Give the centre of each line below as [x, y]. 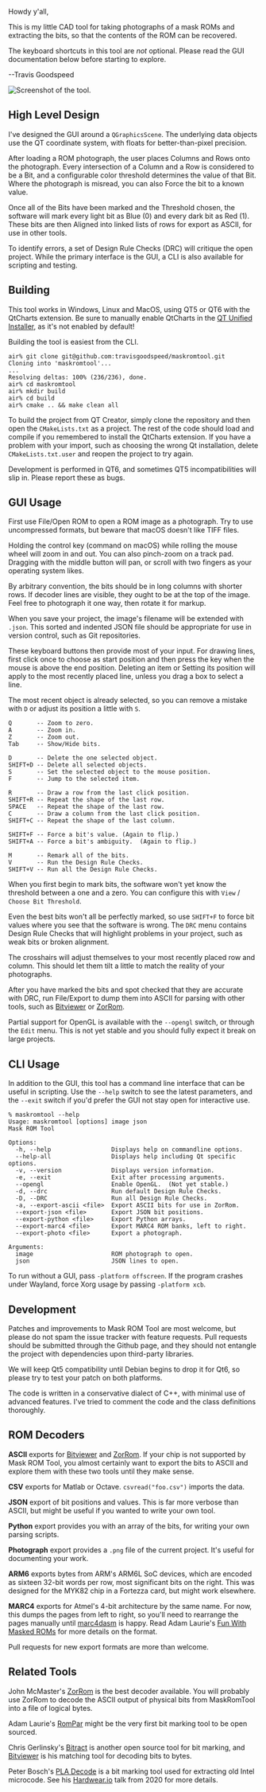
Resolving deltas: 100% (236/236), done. [78, 377]
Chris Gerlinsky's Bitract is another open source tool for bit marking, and [127, 1747]
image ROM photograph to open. [104, 1254]
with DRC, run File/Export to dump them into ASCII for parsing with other [127, 998]
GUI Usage [35, 503]
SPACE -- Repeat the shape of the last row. [87, 807]
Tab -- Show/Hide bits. [55, 744]
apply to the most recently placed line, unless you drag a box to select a [126, 677]
